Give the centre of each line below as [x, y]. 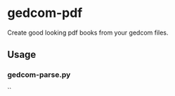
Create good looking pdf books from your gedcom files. [88, 32]
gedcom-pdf [45, 13]
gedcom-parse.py [39, 75]
